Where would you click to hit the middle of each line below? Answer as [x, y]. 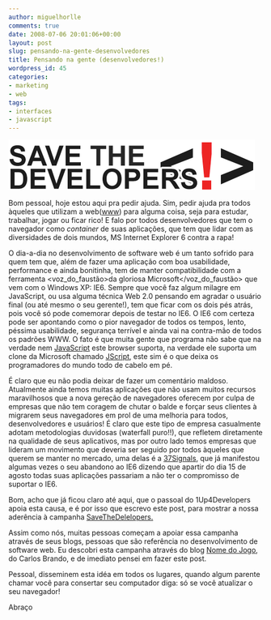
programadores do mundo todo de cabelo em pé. [90, 366]
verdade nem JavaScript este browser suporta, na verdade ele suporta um [133, 348]
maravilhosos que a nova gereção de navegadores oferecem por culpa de [131, 398]
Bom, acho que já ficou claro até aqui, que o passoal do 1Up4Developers [129, 500]
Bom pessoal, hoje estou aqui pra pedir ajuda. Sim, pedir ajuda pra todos [129, 203]
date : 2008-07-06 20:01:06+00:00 [65, 34]
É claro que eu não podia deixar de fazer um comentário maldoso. [119, 381]
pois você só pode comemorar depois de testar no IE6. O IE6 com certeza [131, 314]
